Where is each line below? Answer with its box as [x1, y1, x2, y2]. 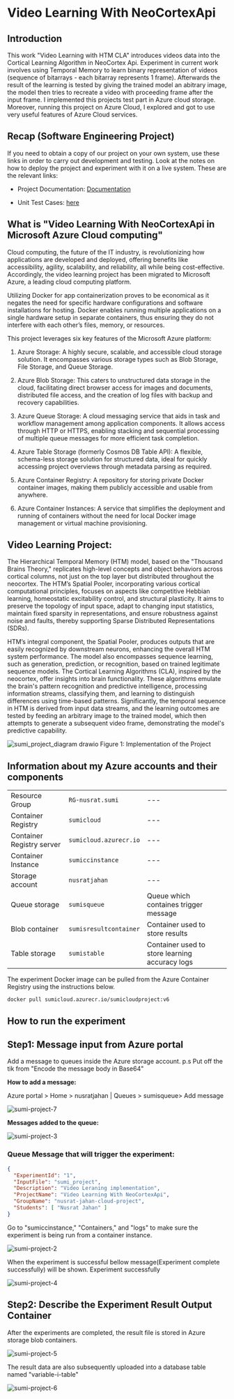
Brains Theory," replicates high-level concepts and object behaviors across [7, 565, 223, 573]
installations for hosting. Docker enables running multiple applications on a [7, 305, 221, 314]
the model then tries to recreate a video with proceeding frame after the [7, 89, 214, 96]
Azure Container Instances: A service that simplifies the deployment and [17, 504, 226, 512]
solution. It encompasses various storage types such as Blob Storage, [17, 355, 218, 363]
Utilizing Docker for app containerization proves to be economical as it [7, 291, 210, 299]
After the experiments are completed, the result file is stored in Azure [7, 1328, 205, 1336]
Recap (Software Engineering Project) [7, 130, 175, 142]
